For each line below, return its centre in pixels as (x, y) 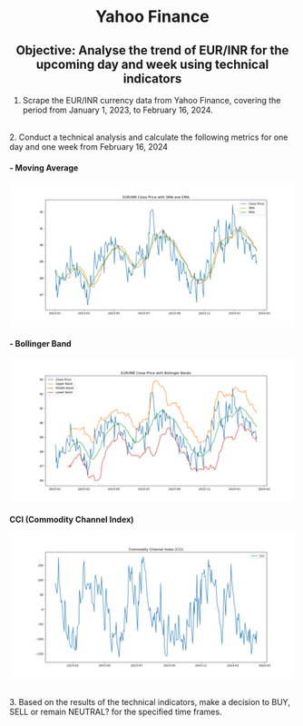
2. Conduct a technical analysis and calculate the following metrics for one (149, 137)
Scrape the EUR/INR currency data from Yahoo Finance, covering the (151, 100)
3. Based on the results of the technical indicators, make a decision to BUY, (150, 701)
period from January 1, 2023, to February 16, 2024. (117, 110)
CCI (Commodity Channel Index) (72, 520)
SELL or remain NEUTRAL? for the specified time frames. (116, 711)
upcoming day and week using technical (152, 64)
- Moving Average (44, 167)
